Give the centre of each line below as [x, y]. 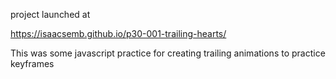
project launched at [50, 14]
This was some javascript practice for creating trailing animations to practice [168, 53]
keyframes [32, 63]
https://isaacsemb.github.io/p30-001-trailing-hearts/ [118, 33]
